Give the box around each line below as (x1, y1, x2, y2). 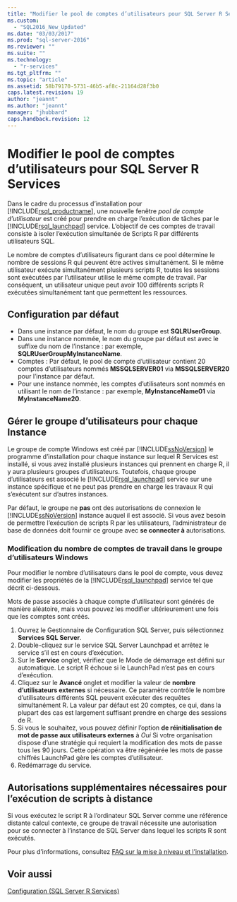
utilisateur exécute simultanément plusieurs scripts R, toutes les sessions (7, 266, 220, 274)
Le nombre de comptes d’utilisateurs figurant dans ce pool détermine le (7, 250, 215, 259)
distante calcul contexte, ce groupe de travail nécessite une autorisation (7, 819, 217, 827)
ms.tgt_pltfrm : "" (7, 69, 61, 76)
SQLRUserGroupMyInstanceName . (17, 350, 122, 358)
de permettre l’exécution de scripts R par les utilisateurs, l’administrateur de (7, 518, 227, 527)
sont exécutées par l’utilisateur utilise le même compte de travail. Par (7, 273, 207, 281)
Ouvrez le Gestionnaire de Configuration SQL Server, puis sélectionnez (17, 626, 224, 634)
